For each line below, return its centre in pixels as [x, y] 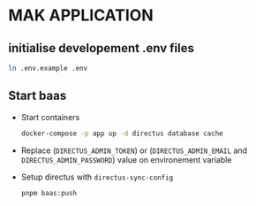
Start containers [50, 117]
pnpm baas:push [49, 193]
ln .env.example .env [48, 68]
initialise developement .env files [102, 48]
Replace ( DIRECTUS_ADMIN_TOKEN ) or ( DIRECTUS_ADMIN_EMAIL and [134, 150]
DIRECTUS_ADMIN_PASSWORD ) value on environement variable [126, 159]
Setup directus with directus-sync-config [97, 177]
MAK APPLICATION [81, 15]
